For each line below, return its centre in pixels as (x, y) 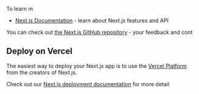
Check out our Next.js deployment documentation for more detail (88, 84)
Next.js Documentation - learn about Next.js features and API (92, 20)
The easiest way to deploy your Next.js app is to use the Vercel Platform (97, 65)
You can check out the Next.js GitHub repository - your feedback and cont (100, 32)
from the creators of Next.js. (42, 72)
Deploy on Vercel (40, 51)
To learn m (20, 9)
